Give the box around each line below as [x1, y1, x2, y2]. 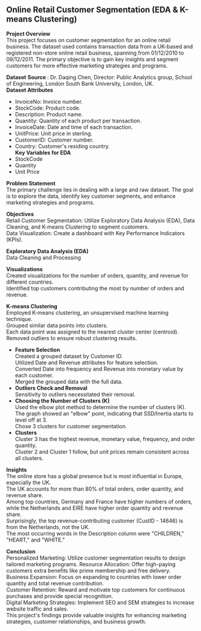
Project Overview [6, 30, 51, 37]
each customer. [14, 371, 54, 378]
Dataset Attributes [6, 86, 53, 94]
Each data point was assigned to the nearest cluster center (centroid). [6, 328, 179, 335]
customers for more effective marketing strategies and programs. [6, 62, 168, 69]
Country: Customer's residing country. [14, 142, 110, 149]
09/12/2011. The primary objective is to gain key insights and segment [6, 55, 179, 62]
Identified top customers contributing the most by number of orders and [6, 284, 184, 292]
